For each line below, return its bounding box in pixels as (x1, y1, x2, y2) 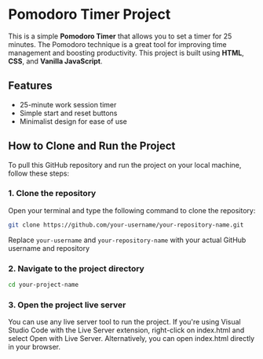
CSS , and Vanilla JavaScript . (8, 56, 104, 66)
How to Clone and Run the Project (8, 140, 176, 153)
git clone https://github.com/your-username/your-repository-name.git (8, 221, 244, 229)
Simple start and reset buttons (19, 108, 118, 118)
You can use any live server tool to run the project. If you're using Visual (8, 317, 241, 327)
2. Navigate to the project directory (8, 263, 145, 274)
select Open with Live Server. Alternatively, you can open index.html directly (8, 334, 255, 343)
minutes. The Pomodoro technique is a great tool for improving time (8, 39, 227, 49)
